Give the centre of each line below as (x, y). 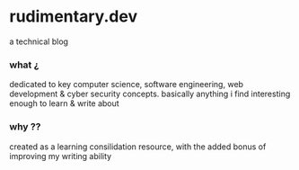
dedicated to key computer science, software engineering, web (127, 85)
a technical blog (39, 41)
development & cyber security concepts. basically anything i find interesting (150, 94)
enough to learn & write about (64, 103)
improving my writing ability (61, 156)
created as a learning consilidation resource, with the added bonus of (138, 147)
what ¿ (24, 65)
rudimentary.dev (73, 17)
